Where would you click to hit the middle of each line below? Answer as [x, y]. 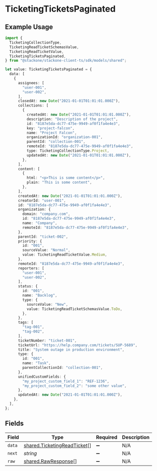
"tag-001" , [33, 327]
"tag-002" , [33, 331]
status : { [28, 286]
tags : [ [26, 323]
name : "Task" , [37, 363]
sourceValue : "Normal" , [46, 250]
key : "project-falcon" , [51, 128]
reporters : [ [31, 268]
